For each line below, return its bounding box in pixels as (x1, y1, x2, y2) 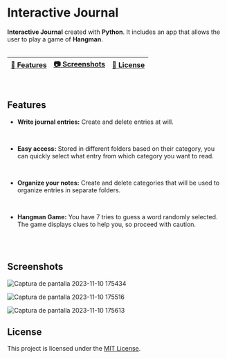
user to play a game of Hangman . (7, 35, 104, 43)
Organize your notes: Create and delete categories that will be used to (17, 178, 220, 187)
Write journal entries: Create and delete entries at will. (17, 118, 174, 126)
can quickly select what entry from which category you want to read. (17, 151, 215, 160)
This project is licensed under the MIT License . (7, 344, 141, 353)
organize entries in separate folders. (17, 185, 121, 194)
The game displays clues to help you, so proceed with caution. (17, 220, 196, 228)
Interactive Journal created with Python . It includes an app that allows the (7, 28, 221, 36)
